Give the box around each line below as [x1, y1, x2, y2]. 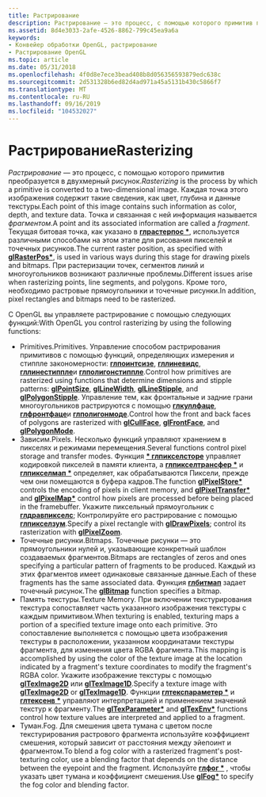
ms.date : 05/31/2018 [8, 63, 77, 71]
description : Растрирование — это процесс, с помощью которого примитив [8, 19, 253, 27]
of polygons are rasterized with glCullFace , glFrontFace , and [19, 417, 220, 427]
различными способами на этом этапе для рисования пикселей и [8, 235, 232, 244]
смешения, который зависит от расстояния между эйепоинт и [19, 738, 232, 747]
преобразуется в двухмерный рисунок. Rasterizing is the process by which [8, 176, 258, 186]
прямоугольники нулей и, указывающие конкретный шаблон [19, 544, 226, 554]
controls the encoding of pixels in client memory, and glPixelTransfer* [19, 485, 251, 494]
